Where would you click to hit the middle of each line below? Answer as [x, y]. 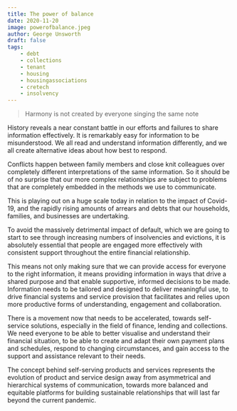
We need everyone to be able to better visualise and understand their [109, 333]
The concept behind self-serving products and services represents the [111, 370]
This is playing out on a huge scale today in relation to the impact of [107, 201]
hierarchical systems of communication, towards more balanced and [108, 385]
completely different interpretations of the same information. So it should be [118, 172]
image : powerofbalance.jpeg [49, 27]
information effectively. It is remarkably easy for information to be [103, 136]
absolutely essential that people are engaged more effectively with [105, 245]
